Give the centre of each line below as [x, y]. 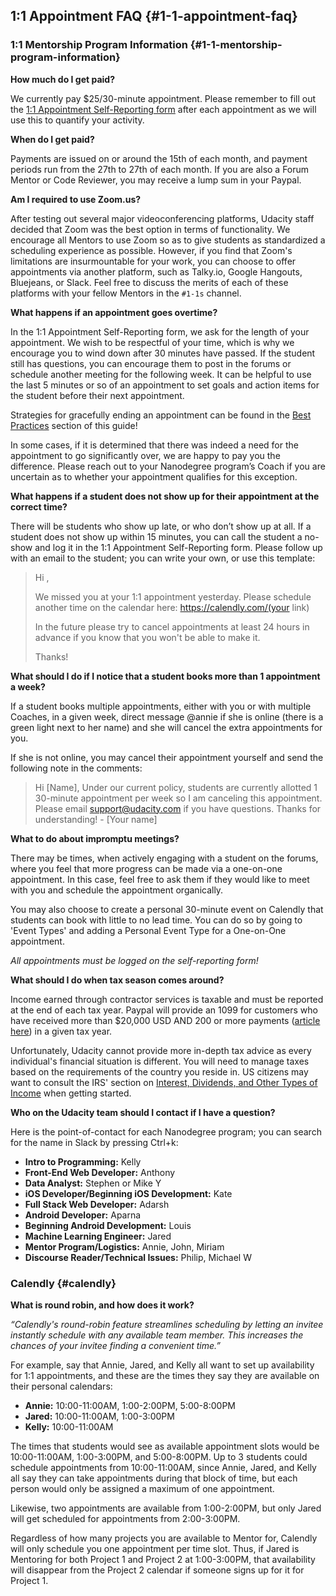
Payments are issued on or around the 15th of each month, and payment [159, 158]
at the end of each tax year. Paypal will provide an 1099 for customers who [164, 1010]
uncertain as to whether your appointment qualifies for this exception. [154, 476]
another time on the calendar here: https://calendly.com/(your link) [172, 607]
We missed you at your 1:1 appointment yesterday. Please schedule [173, 596]
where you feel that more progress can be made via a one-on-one [146, 868]
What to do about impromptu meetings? [95, 838]
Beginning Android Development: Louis [108, 1225]
